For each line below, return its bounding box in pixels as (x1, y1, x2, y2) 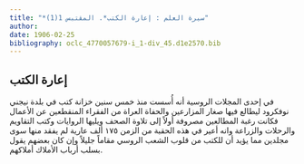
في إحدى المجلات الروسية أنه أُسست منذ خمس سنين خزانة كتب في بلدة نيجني (9, 96, 274, 107)
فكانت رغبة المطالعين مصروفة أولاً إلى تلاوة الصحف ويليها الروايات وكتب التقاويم (9, 115, 279, 127)
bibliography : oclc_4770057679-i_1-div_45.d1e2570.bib (9, 38, 221, 48)
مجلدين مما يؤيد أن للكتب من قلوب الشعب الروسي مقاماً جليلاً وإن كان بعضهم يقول (9, 135, 289, 146)
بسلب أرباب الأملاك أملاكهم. (9, 144, 103, 155)
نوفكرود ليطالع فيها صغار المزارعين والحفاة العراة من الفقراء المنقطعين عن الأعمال (9, 106, 289, 117)
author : (9, 22, 39, 31)
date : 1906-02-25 (9, 30, 75, 39)
